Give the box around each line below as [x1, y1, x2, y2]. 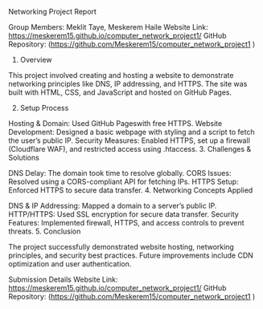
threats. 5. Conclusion [8, 226, 81, 236]
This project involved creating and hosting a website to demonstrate [8, 71, 234, 79]
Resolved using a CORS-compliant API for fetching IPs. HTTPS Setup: [8, 177, 239, 186]
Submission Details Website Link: [8, 274, 118, 284]
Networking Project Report [8, 7, 97, 16]
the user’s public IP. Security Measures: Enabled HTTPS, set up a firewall [8, 136, 251, 145]
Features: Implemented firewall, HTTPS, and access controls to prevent [8, 218, 245, 227]
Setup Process [19, 104, 69, 112]
